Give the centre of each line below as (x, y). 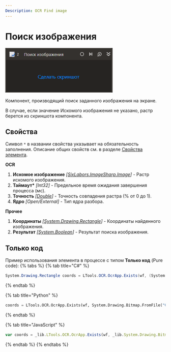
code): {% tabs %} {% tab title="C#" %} (47, 266)
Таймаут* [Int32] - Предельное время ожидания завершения (80, 185)
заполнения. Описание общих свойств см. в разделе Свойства (74, 150)
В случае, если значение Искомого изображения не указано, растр (79, 110)
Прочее (14, 212)
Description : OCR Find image (36, 11)
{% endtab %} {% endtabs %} (37, 344)
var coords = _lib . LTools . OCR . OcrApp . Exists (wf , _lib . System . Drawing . (82, 335)
